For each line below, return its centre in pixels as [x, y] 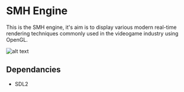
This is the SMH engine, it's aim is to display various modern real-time [91, 27]
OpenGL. [17, 40]
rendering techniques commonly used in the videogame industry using [92, 33]
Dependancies [33, 70]
